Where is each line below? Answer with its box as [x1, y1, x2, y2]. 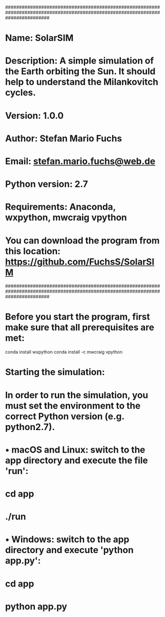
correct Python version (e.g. [5, 411, 125, 422]
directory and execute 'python [5, 545, 134, 556]
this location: [5, 245, 61, 257]
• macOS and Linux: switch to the [5, 444, 146, 455]
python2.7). [5, 421, 55, 433]
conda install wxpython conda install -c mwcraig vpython [5, 349, 123, 355]
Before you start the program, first [5, 311, 151, 323]
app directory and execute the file [5, 455, 148, 466]
